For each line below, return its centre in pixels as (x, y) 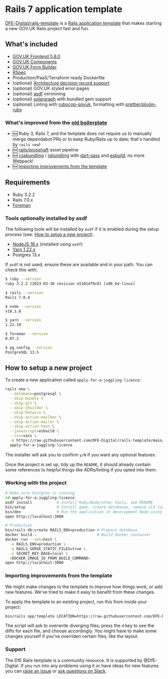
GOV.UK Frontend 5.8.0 (36, 56)
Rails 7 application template (64, 9)
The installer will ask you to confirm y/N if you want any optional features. (81, 454)
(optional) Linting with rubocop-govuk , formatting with (68, 104)
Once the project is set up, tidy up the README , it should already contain (78, 464)
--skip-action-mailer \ (34, 422)
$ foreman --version (27, 334)
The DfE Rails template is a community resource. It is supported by (74, 660)
